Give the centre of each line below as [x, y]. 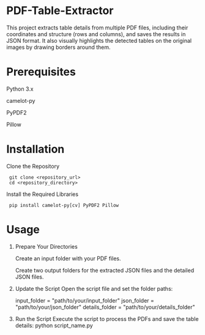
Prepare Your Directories [46, 246]
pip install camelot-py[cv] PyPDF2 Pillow [64, 205]
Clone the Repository [33, 166]
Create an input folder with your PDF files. [68, 258]
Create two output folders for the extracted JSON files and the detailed [105, 270]
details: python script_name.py [54, 325]
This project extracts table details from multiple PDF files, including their [97, 28]
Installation [35, 149]
